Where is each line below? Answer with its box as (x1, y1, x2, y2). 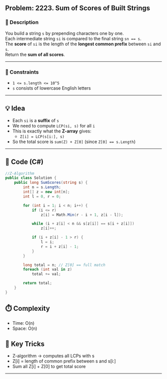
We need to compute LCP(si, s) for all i (12, 123, 95, 128)
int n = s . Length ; (23, 185, 61, 190)
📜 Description (5, 19, 39, 26)
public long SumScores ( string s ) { (14, 180, 88, 185)
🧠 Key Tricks (5, 340, 45, 348)
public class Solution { (5, 175, 57, 181)
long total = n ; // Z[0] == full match (23, 262, 106, 267)
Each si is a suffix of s (12, 117, 59, 124)
